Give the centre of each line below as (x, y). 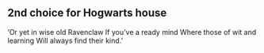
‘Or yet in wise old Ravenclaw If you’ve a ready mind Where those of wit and (132, 32)
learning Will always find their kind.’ (65, 40)
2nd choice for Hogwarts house (87, 13)
